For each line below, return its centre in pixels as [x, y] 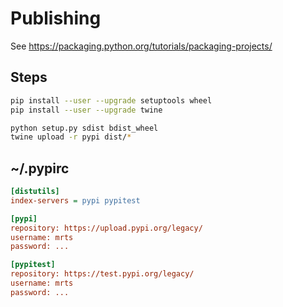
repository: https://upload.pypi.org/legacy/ [106, 228]
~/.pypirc [40, 168]
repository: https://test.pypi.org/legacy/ [102, 274]
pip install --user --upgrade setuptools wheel [111, 100]
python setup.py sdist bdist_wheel [84, 128]
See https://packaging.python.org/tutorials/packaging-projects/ [141, 46]
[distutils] [35, 192]
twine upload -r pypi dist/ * [71, 137]
